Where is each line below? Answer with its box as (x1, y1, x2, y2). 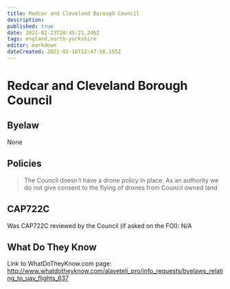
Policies (7, 158, 43, 170)
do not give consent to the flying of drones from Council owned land (23, 183, 218, 192)
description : (7, 16, 45, 23)
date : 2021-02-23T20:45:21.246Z (7, 29, 100, 36)
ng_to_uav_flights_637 (7, 274, 69, 282)
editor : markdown (7, 42, 57, 49)
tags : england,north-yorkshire (7, 36, 97, 43)
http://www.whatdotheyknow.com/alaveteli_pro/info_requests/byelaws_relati (7, 267, 224, 275)
